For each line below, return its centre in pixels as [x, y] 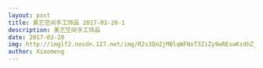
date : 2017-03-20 [36, 37]
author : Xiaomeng [36, 52]
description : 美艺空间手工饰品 [54, 30]
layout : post [29, 15]
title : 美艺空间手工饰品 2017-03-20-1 [67, 23]
